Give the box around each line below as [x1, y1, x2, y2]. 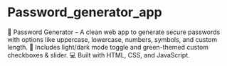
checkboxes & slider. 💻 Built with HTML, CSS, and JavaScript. [7, 50, 190, 59]
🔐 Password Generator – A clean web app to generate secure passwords [7, 28, 221, 36]
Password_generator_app [7, 4, 162, 21]
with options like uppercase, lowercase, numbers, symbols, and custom [7, 35, 218, 43]
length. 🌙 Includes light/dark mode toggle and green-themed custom [7, 43, 208, 51]
